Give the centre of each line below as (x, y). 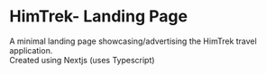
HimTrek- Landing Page (98, 16)
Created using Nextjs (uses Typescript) (82, 60)
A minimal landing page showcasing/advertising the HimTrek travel (133, 41)
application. (31, 50)
